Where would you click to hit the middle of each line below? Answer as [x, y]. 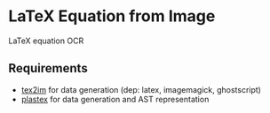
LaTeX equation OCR [46, 41]
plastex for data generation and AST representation [115, 99]
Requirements [48, 68]
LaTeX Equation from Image [112, 16]
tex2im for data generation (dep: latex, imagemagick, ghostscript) [141, 89]
